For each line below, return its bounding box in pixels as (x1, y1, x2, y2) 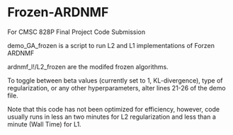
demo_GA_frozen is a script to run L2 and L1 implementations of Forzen (7, 41, 215, 49)
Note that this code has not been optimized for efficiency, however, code (7, 105, 220, 113)
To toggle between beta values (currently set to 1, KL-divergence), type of (7, 76, 223, 85)
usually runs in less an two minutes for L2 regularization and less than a (7, 112, 216, 121)
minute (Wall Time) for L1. (7, 119, 81, 128)
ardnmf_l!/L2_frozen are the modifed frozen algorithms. (7, 62, 169, 71)
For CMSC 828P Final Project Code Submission (7, 28, 146, 36)
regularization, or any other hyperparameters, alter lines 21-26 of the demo (7, 83, 226, 92)
